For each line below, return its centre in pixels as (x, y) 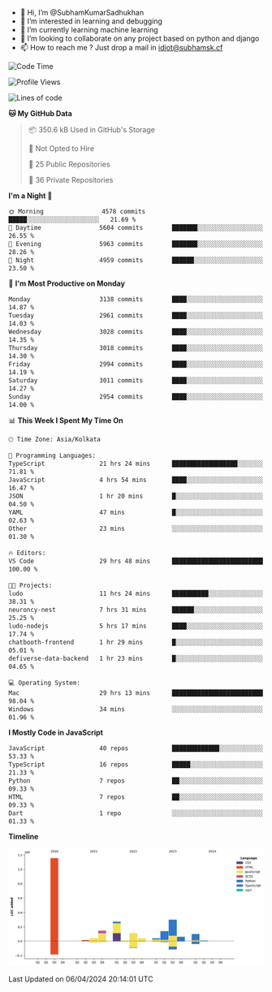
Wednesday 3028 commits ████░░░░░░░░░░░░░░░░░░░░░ (136, 332)
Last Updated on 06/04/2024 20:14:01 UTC (81, 979)
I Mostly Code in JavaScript (56, 732)
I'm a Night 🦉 (30, 196)
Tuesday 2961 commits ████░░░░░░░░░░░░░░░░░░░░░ (136, 316)
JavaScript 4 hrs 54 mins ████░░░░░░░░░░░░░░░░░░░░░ (136, 480)
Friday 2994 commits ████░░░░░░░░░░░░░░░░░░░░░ (136, 364)
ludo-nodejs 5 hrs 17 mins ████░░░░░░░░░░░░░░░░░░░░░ (136, 626)
